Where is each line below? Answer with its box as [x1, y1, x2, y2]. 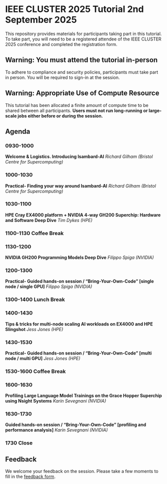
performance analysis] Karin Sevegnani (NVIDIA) [5, 427, 108, 433]
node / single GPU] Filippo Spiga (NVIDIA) [5, 283, 92, 289]
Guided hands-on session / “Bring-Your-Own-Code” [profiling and [5, 421, 146, 428]
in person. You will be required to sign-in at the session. [5, 74, 120, 80]
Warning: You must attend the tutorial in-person [5, 56, 158, 64]
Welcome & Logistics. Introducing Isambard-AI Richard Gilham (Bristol [5, 153, 153, 159]
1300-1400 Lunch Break [5, 296, 65, 303]
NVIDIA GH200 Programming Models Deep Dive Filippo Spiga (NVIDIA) [5, 254, 154, 260]
